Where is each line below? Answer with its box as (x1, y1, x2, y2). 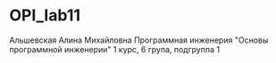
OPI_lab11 (9, 5, 81, 26)
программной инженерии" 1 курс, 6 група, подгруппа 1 (9, 43, 221, 54)
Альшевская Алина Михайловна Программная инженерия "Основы (9, 35, 269, 45)
